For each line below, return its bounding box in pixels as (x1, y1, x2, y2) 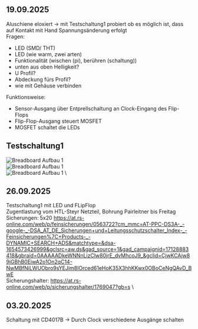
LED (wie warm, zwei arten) (14, 50, 82, 58)
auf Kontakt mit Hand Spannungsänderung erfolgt (6, 27, 127, 34)
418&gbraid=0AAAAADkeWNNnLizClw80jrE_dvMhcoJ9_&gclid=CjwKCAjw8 (6, 252, 190, 259)
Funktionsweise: (6, 93, 46, 100)
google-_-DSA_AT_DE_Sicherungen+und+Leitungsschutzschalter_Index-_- (6, 227, 187, 234)
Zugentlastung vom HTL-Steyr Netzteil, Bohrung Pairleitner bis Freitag (6, 208, 176, 215)
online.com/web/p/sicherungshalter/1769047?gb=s (6, 284, 131, 291)
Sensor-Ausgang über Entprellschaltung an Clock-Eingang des (14, 105, 167, 112)
